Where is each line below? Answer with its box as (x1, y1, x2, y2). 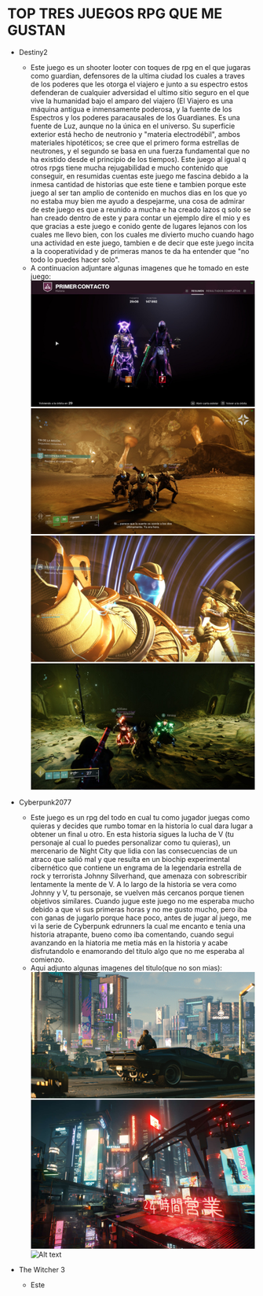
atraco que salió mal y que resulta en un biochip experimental (30, 854, 230, 863)
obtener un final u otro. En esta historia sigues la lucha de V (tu (30, 829, 235, 838)
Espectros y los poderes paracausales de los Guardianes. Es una (30, 112, 240, 122)
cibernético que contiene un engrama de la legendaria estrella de (30, 863, 242, 872)
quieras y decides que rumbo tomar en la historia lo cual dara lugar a (30, 821, 254, 830)
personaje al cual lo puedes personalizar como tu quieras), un (30, 838, 231, 847)
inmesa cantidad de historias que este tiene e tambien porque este (30, 179, 247, 189)
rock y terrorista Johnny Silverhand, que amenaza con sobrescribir (30, 871, 247, 881)
